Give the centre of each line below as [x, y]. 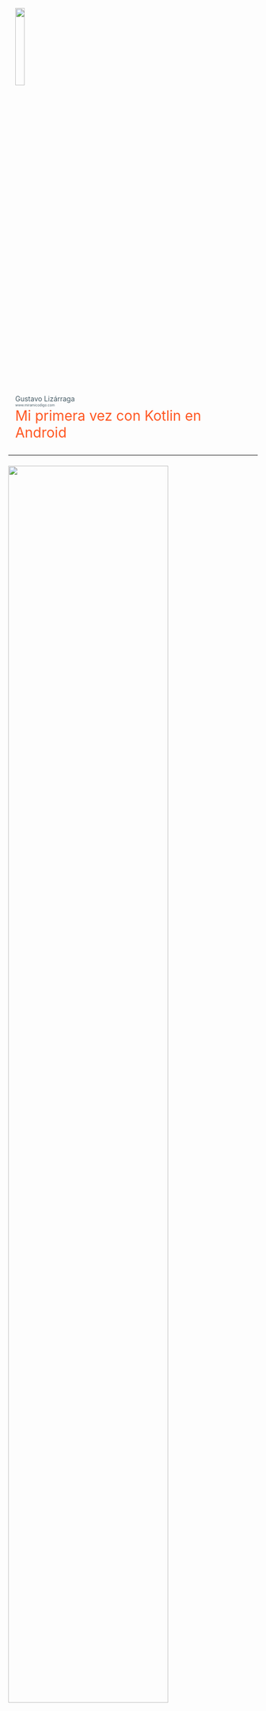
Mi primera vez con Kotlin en [108, 415]
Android [41, 433]
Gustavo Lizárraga [45, 399]
